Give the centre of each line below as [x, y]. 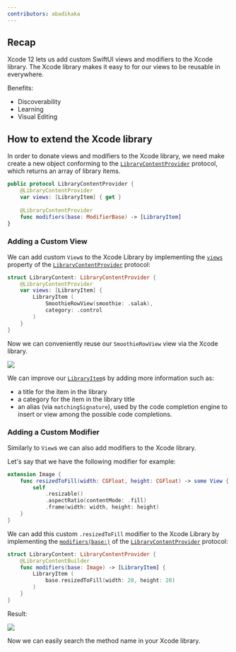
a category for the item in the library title [76, 399]
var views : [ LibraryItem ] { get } [71, 197]
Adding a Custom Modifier [54, 432]
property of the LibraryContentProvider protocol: [79, 264]
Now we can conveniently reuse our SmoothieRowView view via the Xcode [113, 343]
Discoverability [39, 102]
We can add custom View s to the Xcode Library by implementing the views [115, 257]
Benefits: [20, 88]
